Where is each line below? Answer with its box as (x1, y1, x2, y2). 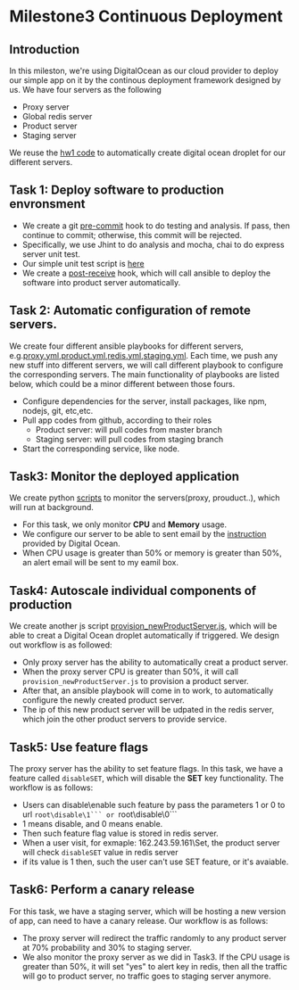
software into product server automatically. (21, 276, 181, 287)
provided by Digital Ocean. (21, 538, 120, 549)
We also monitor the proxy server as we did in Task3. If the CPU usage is (21, 952, 290, 962)
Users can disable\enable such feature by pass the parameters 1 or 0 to (21, 800, 286, 811)
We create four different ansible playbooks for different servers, (9, 341, 244, 351)
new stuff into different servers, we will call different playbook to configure (9, 359, 284, 370)
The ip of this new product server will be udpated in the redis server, (21, 705, 275, 715)
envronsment (9, 196, 87, 211)
